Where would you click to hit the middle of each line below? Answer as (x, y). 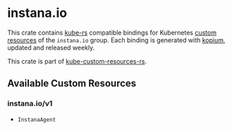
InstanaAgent (37, 119)
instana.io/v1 (30, 104)
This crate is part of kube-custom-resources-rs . (77, 61)
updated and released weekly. (51, 47)
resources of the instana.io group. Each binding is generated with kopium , (116, 40)
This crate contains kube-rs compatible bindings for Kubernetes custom (112, 32)
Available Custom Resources (72, 84)
